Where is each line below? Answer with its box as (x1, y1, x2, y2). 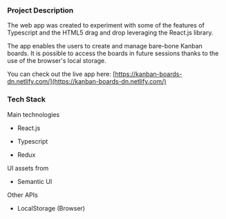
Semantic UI (17, 177, 53, 185)
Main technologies (7, 110, 60, 119)
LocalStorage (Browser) (17, 204, 85, 212)
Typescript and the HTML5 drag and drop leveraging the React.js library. (7, 28, 214, 37)
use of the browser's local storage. (7, 57, 107, 65)
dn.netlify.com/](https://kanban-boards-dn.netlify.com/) (7, 77, 167, 86)
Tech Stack (7, 95, 46, 104)
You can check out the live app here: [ (7, 70, 115, 78)
